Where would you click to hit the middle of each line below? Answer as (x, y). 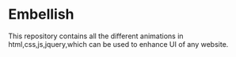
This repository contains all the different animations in (96, 36)
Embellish (41, 14)
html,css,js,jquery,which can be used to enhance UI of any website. (118, 44)
